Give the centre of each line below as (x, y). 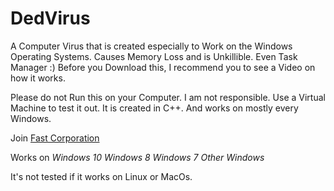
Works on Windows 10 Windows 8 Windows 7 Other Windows (137, 157)
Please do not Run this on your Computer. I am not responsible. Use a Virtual (168, 97)
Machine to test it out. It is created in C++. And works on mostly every (154, 108)
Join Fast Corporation (55, 138)
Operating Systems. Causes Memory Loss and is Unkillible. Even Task (154, 56)
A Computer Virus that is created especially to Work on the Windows (151, 46)
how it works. (38, 78)
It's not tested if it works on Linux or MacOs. (101, 176)
